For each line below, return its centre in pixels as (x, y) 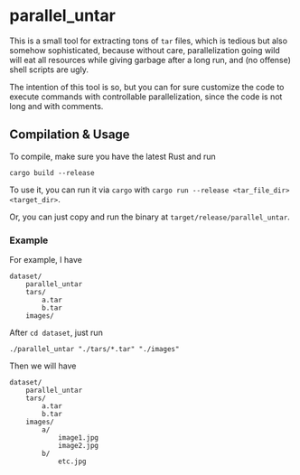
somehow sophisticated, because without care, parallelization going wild (145, 50)
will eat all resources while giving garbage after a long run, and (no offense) (150, 60)
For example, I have (46, 260)
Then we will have (43, 366)
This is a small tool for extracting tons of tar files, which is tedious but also (148, 41)
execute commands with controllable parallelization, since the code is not (146, 97)
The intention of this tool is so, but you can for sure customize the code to (147, 87)
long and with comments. (56, 106)
